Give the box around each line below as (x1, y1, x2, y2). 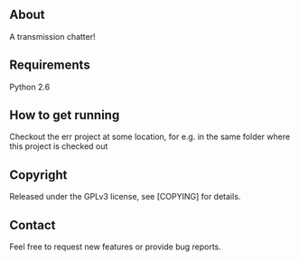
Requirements (9, 58, 90, 73)
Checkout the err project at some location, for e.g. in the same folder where (9, 131, 291, 143)
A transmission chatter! (9, 31, 97, 42)
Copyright (9, 167, 68, 182)
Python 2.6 (9, 81, 51, 92)
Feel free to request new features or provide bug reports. (9, 241, 221, 252)
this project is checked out (9, 141, 108, 152)
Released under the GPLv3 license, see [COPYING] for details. (9, 191, 241, 202)
